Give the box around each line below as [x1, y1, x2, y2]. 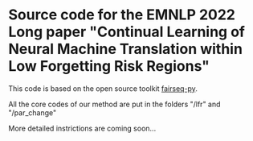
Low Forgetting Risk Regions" [8, 57, 210, 76]
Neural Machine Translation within [8, 40, 243, 58]
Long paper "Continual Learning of [8, 23, 245, 41]
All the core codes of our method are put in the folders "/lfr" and [8, 99, 221, 109]
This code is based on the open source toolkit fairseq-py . [8, 83, 198, 93]
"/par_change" [8, 107, 57, 118]
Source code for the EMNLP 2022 [8, 6, 235, 24]
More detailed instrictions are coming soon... [8, 123, 157, 133]
